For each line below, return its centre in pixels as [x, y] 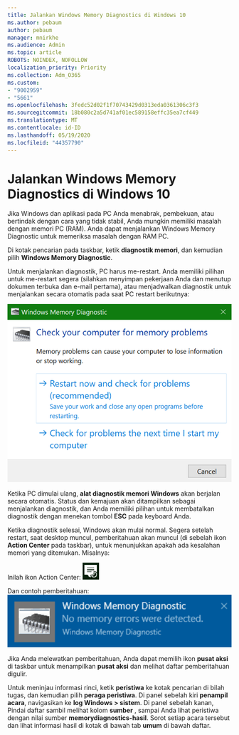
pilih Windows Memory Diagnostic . [60, 258]
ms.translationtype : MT [43, 120]
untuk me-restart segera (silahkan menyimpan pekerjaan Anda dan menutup [119, 279]
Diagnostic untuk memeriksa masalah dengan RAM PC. [88, 236]
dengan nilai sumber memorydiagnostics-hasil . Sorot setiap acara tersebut [118, 718]
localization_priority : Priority [57, 68]
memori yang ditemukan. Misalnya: [59, 553]
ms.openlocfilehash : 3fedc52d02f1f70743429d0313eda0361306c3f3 [103, 105]
